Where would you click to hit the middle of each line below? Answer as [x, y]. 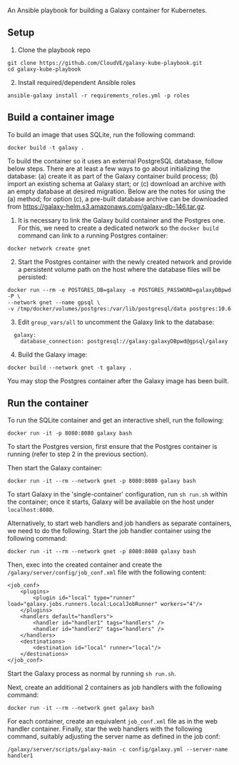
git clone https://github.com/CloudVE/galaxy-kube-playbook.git [105, 63]
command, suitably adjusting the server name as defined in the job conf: [114, 736]
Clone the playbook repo [54, 50]
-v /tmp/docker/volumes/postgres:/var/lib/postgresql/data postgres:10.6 [119, 309]
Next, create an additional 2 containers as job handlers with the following [115, 687]
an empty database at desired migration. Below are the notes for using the [117, 191]
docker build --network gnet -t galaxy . [70, 368]
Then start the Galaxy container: [55, 468]
